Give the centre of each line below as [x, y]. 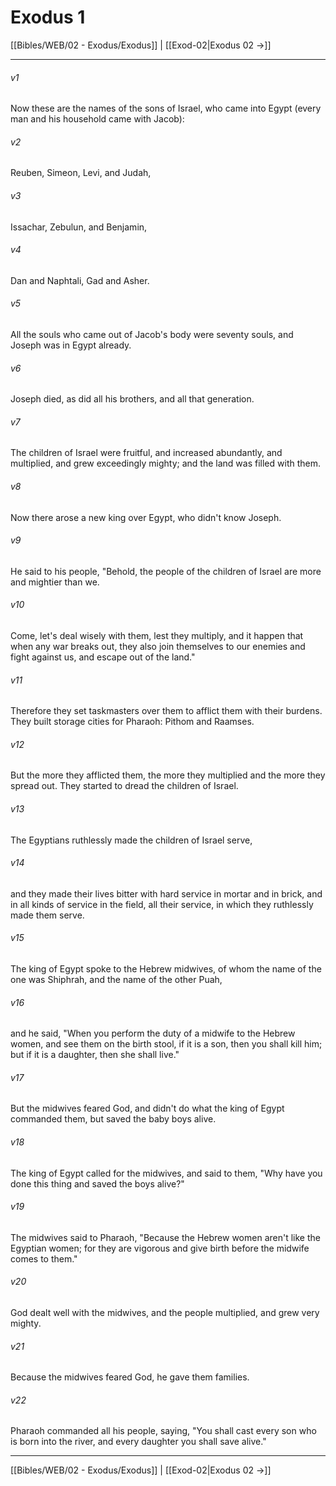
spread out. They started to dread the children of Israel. [124, 786]
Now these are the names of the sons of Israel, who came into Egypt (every [166, 108]
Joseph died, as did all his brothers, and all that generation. [132, 399]
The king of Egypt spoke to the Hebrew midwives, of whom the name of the [166, 968]
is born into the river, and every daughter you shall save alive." [138, 1442]
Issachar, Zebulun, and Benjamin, [79, 227]
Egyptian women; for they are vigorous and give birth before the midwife [160, 1248]
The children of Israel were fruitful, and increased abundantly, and [146, 453]
